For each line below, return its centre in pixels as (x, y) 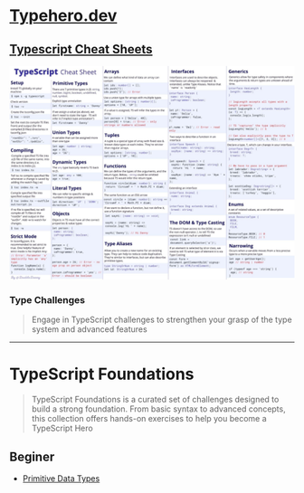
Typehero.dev (63, 16)
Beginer (32, 456)
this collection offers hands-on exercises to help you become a (149, 419)
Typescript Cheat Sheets (81, 49)
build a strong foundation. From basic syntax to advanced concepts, (159, 409)
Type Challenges (47, 299)
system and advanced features (89, 329)
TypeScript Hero (62, 428)
